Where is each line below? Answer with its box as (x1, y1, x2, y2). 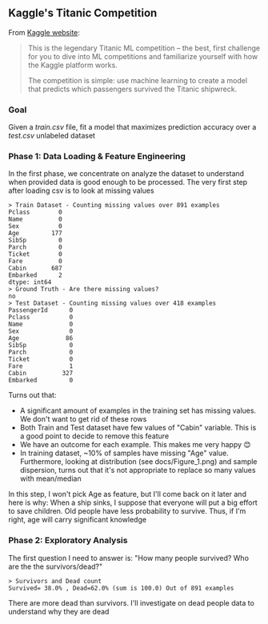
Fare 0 (8, 258, 62, 266)
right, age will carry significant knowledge (8, 515, 146, 525)
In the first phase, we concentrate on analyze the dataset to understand (8, 169, 245, 178)
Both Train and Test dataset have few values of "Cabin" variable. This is (19, 423, 257, 433)
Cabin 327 (8, 370, 74, 378)
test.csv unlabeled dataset (8, 131, 96, 141)
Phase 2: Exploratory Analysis (8, 535, 128, 546)
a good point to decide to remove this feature (19, 431, 170, 441)
